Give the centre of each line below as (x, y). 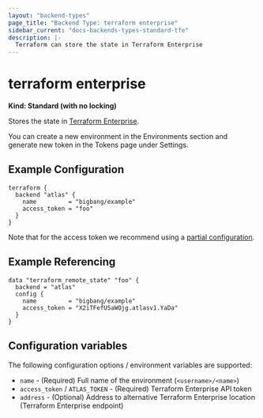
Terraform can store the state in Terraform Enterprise (109, 45)
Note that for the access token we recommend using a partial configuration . (131, 237)
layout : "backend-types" (49, 15)
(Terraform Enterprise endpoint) (71, 405)
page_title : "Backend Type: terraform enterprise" (93, 23)
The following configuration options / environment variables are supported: (130, 365)
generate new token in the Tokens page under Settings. (98, 145)
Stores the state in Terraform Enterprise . (74, 121)
